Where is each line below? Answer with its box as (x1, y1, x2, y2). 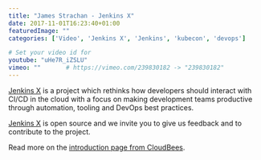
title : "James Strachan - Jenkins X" (8, 11, 135, 20)
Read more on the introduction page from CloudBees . (8, 142, 186, 152)
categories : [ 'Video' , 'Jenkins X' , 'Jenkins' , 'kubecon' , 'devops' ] (8, 34, 247, 43)
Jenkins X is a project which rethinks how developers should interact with (8, 85, 252, 95)
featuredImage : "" (8, 27, 70, 35)
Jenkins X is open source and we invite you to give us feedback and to (8, 118, 243, 128)
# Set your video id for (8, 49, 92, 57)
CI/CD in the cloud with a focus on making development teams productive (8, 94, 253, 104)
